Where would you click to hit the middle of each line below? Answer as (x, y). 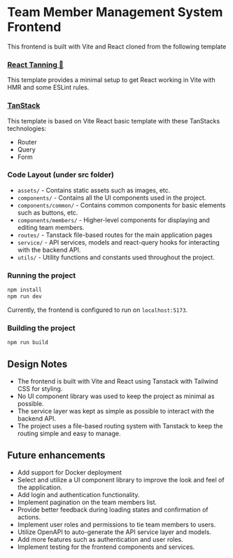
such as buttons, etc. (48, 212)
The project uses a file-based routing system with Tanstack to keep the (120, 426)
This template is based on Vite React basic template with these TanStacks (114, 121)
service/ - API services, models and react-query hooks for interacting (119, 242)
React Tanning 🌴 (36, 64)
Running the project (42, 275)
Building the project (41, 328)
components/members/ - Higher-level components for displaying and (113, 220)
